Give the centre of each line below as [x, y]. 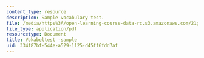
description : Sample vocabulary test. [55, 18]
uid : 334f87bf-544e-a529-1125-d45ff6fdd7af [62, 46]
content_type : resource [36, 12]
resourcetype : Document [36, 34]
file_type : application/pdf [42, 29]
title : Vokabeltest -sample [42, 40]
